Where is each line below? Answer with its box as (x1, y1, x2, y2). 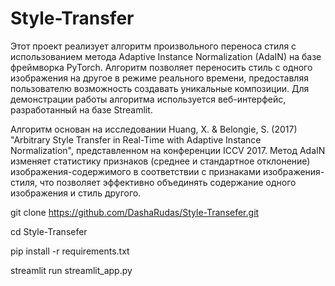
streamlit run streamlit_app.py (10, 264, 133, 276)
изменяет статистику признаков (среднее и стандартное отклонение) (10, 155, 311, 167)
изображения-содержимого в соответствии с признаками (10, 165, 261, 177)
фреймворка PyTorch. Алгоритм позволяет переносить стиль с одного (10, 61, 313, 73)
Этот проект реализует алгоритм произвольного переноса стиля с (10, 40, 297, 52)
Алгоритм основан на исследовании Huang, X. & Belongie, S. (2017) (10, 123, 298, 135)
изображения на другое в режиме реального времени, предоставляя (10, 72, 309, 84)
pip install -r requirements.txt (10, 245, 130, 257)
